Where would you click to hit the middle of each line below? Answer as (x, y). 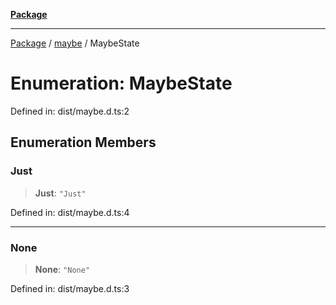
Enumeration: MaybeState (121, 83)
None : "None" (62, 269)
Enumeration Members (83, 142)
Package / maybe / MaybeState (75, 43)
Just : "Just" (60, 193)
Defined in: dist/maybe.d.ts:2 (70, 111)
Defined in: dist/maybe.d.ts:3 (70, 288)
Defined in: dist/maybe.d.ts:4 (70, 212)
